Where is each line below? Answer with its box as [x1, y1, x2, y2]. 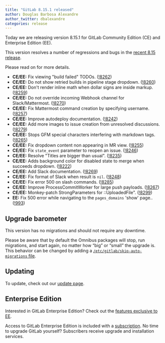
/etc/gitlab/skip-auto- [93, 248, 142, 254]
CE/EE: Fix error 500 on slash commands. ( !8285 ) [12, 179, 114, 185]
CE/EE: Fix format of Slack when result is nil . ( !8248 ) [12, 174, 122, 180]
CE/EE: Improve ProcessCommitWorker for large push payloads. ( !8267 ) [12, 184, 160, 191]
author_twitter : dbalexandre [5, 16, 65, 21]
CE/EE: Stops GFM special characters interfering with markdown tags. [12, 132, 156, 138]
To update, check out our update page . [5, 280, 85, 286]
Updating [5, 267, 35, 276]
